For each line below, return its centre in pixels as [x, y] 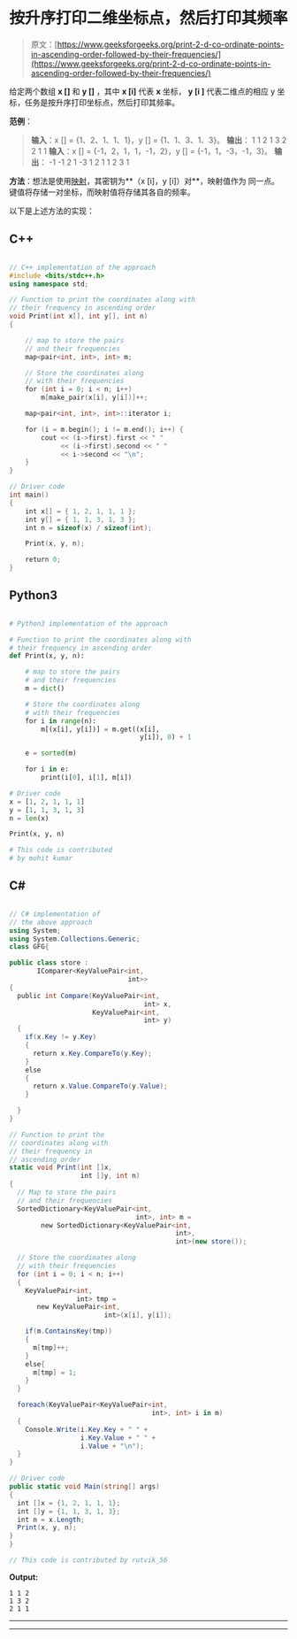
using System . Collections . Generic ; [75, 939]
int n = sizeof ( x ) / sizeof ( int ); [88, 527]
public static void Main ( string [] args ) [85, 1487]
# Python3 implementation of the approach [88, 623]
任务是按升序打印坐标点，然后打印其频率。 [102, 102]
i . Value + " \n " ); [112, 1446]
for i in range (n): [61, 721]
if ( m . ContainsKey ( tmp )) [69, 1331]
